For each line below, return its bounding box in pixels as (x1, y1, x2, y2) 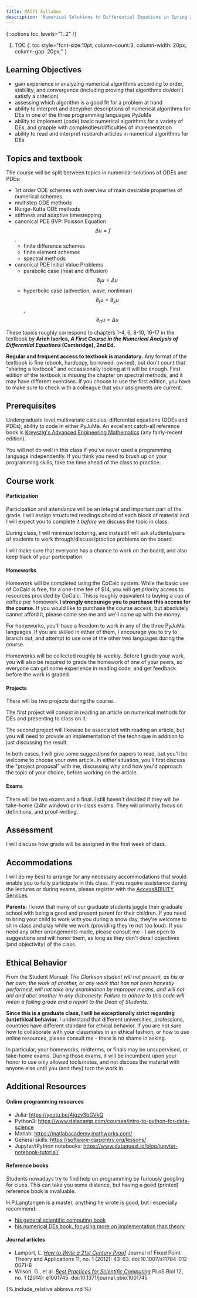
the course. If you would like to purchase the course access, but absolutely (6, 605, 189, 612)
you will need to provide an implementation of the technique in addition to (6, 733, 184, 740)
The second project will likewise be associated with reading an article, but (6, 726, 185, 734)
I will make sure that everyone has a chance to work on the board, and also (6, 547, 188, 554)
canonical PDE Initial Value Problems (14, 261, 104, 268)
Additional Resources (6, 1081, 86, 1092)
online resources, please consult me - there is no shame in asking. (6, 1034, 167, 1041)
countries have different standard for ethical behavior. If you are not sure (6, 1022, 182, 1029)
